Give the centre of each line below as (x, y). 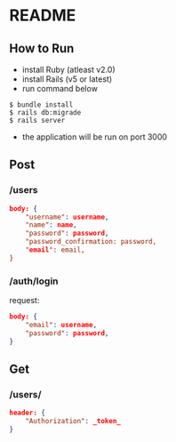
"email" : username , (61, 325)
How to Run (42, 48)
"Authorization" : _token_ (73, 422)
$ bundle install (41, 105)
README (43, 16)
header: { (28, 413)
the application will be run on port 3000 (94, 137)
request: (24, 301)
